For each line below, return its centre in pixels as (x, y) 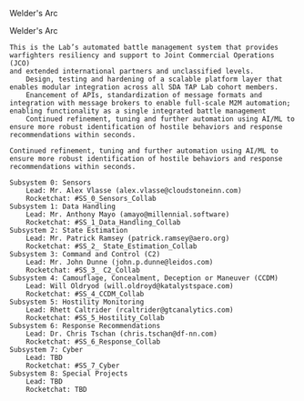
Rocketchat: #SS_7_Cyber (73, 366)
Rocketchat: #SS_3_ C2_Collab (83, 270)
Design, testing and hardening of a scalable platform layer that (154, 79)
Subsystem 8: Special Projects (69, 374)
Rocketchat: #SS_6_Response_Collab (93, 342)
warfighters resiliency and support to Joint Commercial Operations (142, 55)
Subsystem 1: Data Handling (63, 206)
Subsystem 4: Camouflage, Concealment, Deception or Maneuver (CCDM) (144, 278)
